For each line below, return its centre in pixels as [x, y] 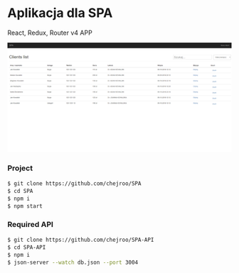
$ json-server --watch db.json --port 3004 [73, 262]
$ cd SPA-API [27, 247]
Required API [30, 224]
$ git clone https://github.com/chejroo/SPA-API [81, 240]
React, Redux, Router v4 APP [50, 33]
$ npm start [25, 206]
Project [20, 168]
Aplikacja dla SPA [60, 13]
